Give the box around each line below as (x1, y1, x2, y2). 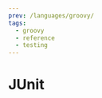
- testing (15, 41, 48, 49)
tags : (8, 19, 26, 27)
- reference (15, 33, 56, 42)
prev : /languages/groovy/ (8, 11, 94, 20)
